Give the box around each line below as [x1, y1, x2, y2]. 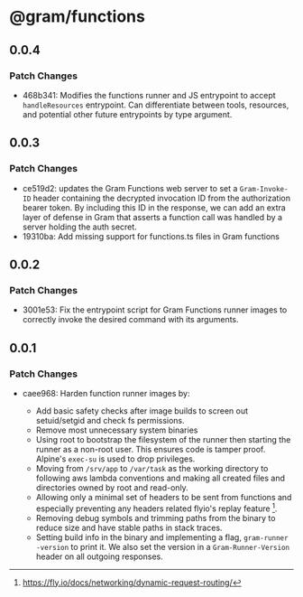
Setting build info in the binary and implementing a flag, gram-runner [35, 531, 289, 543]
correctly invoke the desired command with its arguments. [22, 314, 239, 325]
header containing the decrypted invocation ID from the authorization [32, 192, 291, 203]
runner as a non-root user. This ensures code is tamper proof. [35, 443, 266, 454]
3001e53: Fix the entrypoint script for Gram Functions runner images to [22, 304, 288, 315]
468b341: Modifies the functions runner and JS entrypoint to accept [22, 89, 277, 100]
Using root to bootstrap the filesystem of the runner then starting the [35, 434, 291, 444]
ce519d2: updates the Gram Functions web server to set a [22, 182, 238, 193]
